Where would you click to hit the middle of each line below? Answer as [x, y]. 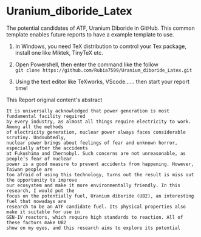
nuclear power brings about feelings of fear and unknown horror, [92, 143]
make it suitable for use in [43, 212]
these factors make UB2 [36, 222]
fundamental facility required [46, 116]
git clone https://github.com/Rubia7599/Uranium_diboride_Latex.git [104, 70]
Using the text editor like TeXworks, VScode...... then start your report [102, 81]
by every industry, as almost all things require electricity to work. [99, 122]
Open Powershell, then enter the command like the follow [87, 64]
